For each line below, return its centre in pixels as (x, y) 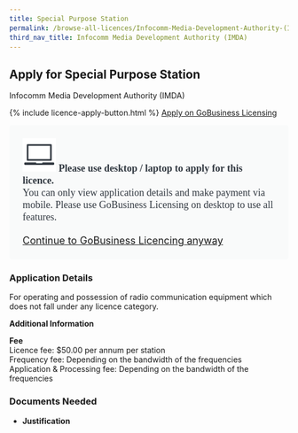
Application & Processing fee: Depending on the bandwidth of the (129, 369)
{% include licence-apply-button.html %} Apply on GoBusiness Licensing (143, 113)
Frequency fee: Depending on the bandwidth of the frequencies (125, 360)
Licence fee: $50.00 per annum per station (87, 351)
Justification (46, 421)
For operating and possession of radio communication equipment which (141, 298)
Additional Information (52, 324)
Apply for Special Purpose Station (105, 74)
